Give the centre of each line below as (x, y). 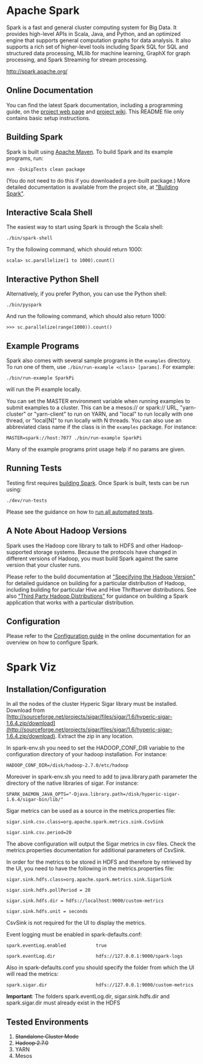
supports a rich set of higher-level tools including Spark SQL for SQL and (97, 47)
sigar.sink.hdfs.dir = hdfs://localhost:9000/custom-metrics (85, 901)
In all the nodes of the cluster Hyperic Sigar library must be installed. (92, 704)
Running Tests (34, 468)
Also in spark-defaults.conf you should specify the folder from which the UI (101, 967)
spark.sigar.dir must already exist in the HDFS (63, 1003)
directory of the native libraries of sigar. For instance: (72, 783)
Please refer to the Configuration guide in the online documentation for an (98, 636)
